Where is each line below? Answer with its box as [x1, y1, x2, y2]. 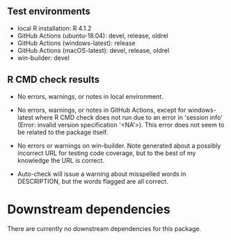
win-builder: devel [17, 54, 70, 62]
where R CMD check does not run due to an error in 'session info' [34, 113, 223, 121]
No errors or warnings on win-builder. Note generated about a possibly [17, 141, 221, 150]
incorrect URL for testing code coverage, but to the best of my [17, 149, 196, 157]
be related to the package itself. [17, 128, 109, 136]
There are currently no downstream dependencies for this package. [7, 224, 202, 232]
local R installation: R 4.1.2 [17, 24, 92, 32]
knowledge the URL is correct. [17, 156, 104, 164]
